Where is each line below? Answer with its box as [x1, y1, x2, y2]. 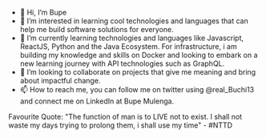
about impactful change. [19, 76, 101, 85]
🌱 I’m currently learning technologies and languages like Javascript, [19, 33, 244, 43]
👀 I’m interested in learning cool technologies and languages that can [19, 16, 248, 26]
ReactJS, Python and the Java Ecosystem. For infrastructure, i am [19, 42, 238, 51]
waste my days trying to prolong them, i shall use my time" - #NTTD [8, 120, 233, 130]
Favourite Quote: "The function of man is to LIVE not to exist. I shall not [8, 112, 243, 121]
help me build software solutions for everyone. [19, 25, 174, 34]
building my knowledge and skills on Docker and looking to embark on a [19, 51, 258, 59]
